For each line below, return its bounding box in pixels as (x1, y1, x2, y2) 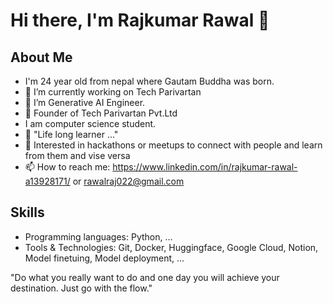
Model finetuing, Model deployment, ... (24, 252, 185, 264)
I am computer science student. (24, 118, 157, 129)
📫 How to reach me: (24, 161, 111, 173)
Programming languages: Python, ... (24, 230, 173, 243)
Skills (10, 204, 45, 221)
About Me (10, 49, 73, 66)
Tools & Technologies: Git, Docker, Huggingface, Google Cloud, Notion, (24, 241, 319, 253)
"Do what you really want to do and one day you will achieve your (10, 271, 280, 283)
